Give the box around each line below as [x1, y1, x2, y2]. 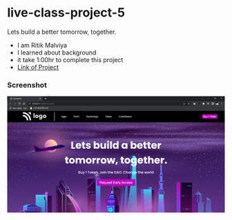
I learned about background [17, 48, 97, 57]
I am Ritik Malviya [17, 41, 68, 49]
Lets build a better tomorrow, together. [7, 28, 117, 36]
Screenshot [7, 80, 47, 90]
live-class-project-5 [7, 5, 126, 21]
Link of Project [17, 63, 59, 71]
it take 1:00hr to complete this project [17, 55, 124, 63]
